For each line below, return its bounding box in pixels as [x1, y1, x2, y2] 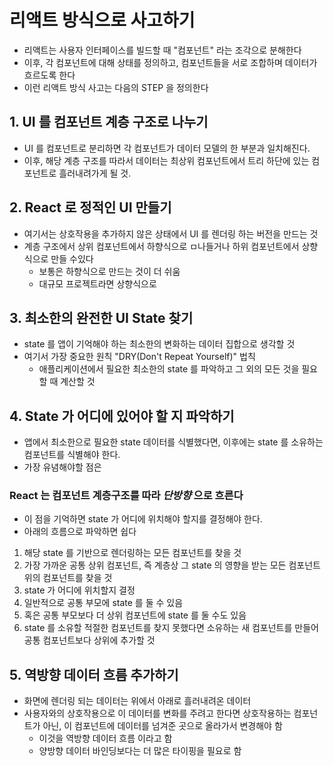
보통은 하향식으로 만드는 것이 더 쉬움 [38, 265, 181, 277]
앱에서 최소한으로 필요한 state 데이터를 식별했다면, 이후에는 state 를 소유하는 [23, 436, 324, 448]
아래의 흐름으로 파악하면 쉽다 [23, 526, 137, 538]
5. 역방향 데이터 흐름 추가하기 [9, 666, 179, 683]
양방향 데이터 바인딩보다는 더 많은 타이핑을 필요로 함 [38, 745, 242, 757]
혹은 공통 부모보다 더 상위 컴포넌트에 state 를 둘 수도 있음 [23, 609, 247, 621]
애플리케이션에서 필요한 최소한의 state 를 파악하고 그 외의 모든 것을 [38, 363, 300, 375]
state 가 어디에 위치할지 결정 [23, 584, 136, 596]
